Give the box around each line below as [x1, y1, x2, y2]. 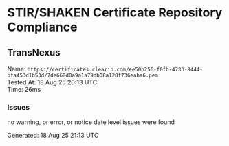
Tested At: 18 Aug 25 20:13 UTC [7, 78, 98, 86]
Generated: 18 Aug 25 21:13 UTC [7, 132, 99, 140]
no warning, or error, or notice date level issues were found [7, 118, 175, 126]
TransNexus [7, 47, 61, 58]
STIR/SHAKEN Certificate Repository [7, 5, 223, 21]
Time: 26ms [7, 86, 41, 93]
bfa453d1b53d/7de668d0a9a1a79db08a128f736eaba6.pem [7, 72, 158, 79]
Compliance [7, 19, 78, 35]
